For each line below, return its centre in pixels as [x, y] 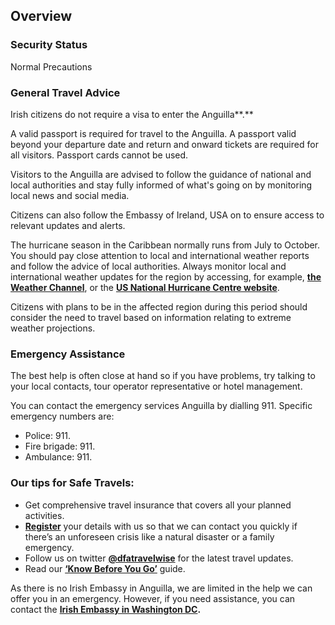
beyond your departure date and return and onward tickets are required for [164, 144]
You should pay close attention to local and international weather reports [160, 255]
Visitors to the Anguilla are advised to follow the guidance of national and [161, 174]
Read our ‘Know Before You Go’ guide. [105, 568]
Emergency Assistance [68, 354]
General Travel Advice [65, 92]
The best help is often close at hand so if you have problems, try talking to [163, 376]
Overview [41, 16]
